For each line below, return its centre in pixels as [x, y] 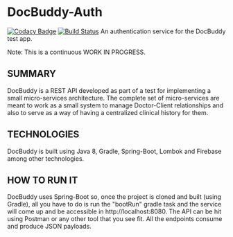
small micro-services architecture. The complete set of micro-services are [113, 98]
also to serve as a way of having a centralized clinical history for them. [108, 112]
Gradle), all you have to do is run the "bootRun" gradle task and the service [114, 204]
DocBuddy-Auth [55, 12]
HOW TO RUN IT [43, 180]
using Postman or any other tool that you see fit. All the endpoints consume [115, 219]
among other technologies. [46, 158]
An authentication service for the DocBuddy [163, 31]
